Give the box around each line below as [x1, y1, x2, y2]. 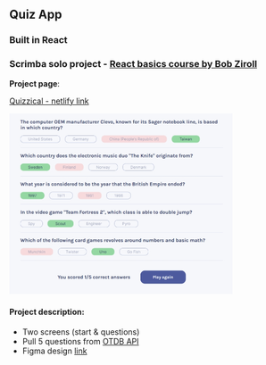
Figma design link [21, 345, 87, 356]
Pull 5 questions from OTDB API [21, 336, 140, 346]
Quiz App [9, 7, 62, 22]
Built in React [9, 34, 69, 46]
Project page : [9, 78, 61, 88]
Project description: [9, 307, 85, 318]
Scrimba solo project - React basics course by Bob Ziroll [9, 58, 257, 71]
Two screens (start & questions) [21, 326, 140, 337]
